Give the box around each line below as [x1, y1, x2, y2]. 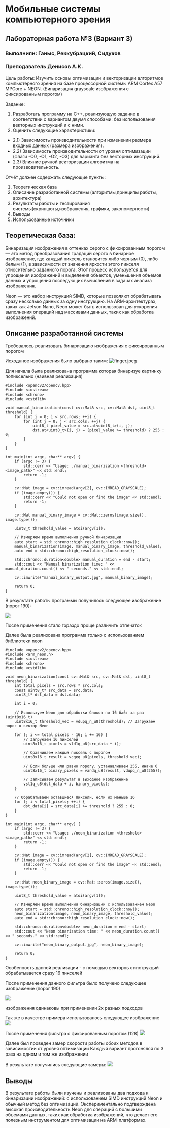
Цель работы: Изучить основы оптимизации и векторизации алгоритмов [5, 75, 163, 81]
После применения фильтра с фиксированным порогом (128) [5, 1031, 139, 1037]
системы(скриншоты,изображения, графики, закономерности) [12, 205, 150, 212]
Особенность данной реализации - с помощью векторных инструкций [5, 965, 159, 971]
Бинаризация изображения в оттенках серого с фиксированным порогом [5, 244, 165, 251]
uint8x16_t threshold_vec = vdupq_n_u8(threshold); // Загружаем [14, 719, 156, 724]
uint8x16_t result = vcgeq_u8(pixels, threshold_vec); [23, 755, 142, 760]
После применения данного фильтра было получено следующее [5, 980, 147, 986]
